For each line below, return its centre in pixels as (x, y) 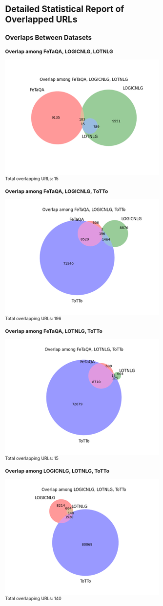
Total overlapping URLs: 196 (33, 319)
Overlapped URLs (41, 19)
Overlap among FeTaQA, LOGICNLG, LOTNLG (59, 51)
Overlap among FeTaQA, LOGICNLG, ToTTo (57, 191)
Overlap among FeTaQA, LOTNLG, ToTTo (54, 331)
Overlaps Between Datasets (48, 37)
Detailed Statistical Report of (65, 9)
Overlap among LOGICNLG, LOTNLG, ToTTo (57, 471)
